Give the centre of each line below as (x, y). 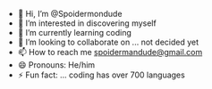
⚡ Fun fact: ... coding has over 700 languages (101, 75)
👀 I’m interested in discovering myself (87, 23)
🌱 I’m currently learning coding (75, 32)
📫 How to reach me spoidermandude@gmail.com (110, 52)
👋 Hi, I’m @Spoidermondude (70, 14)
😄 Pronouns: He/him (56, 65)
